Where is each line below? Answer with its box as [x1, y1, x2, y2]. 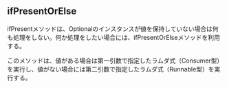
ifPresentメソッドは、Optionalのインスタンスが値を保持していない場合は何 [7, 24, 219, 33]
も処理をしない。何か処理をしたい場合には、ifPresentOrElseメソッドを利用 [7, 33, 220, 41]
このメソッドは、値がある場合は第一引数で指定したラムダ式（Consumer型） [7, 56, 224, 65]
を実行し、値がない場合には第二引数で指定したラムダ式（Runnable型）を [7, 65, 215, 73]
